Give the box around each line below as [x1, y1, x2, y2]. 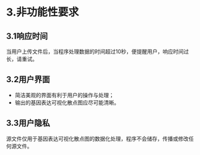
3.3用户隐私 [6, 118, 51, 128]
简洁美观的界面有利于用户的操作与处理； [14, 91, 114, 98]
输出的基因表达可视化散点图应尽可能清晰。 [14, 99, 120, 106]
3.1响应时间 [6, 31, 48, 41]
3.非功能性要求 [6, 5, 79, 19]
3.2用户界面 [6, 75, 51, 85]
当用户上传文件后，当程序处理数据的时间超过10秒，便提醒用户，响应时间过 [6, 48, 189, 55]
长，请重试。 [6, 55, 37, 63]
